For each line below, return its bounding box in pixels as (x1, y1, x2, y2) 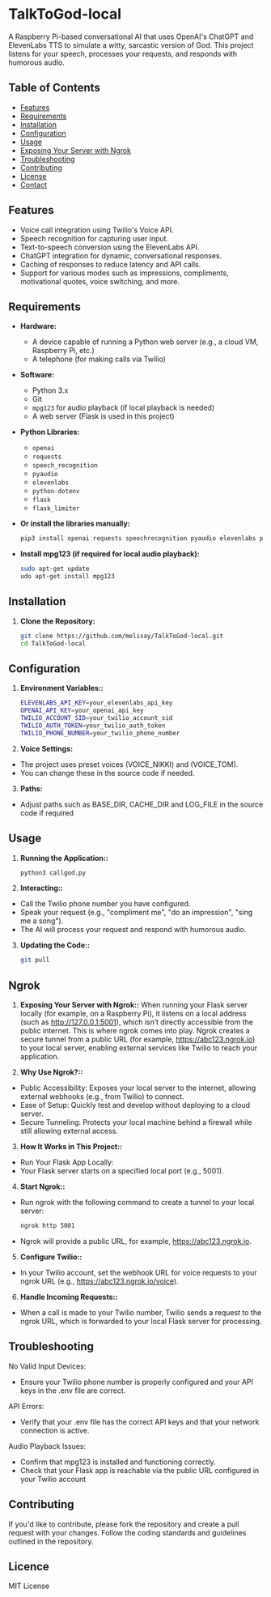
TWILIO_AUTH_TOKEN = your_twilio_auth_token (19, 722, 166, 730)
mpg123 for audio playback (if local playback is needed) (32, 402, 215, 413)
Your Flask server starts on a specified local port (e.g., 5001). (19, 1166, 224, 1176)
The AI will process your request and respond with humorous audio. (19, 925, 247, 935)
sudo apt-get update (19, 564, 90, 573)
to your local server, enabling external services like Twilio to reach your (19, 1043, 257, 1053)
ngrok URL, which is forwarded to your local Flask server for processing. (19, 1317, 262, 1326)
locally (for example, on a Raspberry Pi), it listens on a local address (19, 1009, 247, 1019)
